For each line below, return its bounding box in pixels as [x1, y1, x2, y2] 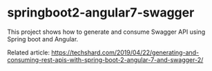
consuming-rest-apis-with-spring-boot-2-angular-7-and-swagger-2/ [7, 55, 204, 63]
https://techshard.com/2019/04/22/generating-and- [51, 48, 200, 57]
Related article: [7, 48, 50, 57]
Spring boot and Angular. [7, 34, 79, 43]
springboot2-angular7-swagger [7, 5, 195, 21]
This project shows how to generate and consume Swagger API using [7, 28, 206, 36]
